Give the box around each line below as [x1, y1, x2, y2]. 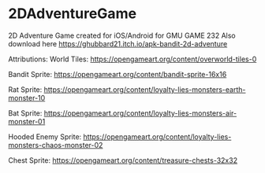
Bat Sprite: [8, 108, 43, 118]
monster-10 [8, 93, 46, 102]
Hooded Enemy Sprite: [8, 131, 82, 142]
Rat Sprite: [8, 84, 43, 94]
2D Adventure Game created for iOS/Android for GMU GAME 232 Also [8, 31, 236, 40]
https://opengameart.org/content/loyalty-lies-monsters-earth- [43, 84, 246, 94]
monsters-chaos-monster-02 [8, 140, 103, 149]
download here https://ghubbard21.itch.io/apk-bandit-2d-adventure [8, 39, 228, 48]
